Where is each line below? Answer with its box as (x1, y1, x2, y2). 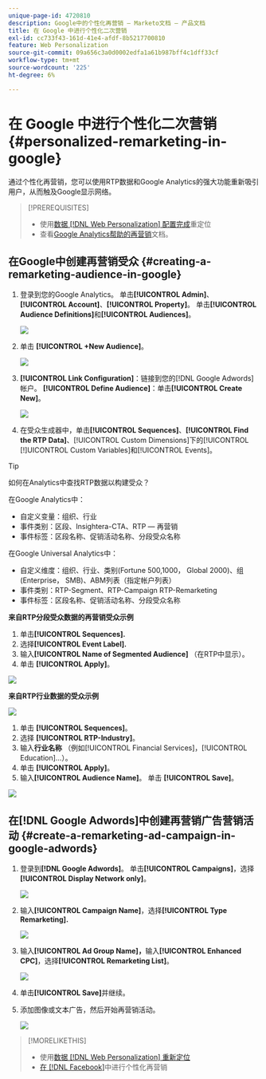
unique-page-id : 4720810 (8, 11, 91, 20)
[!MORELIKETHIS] (27, 1036, 87, 1045)
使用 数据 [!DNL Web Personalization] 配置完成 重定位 (39, 219, 212, 228)
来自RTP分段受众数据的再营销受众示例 (8, 612, 134, 622)
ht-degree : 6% (8, 71, 56, 79)
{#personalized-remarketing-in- (8, 132, 228, 150)
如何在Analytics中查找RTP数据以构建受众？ (8, 478, 150, 488)
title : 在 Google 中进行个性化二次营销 (8, 26, 127, 34)
